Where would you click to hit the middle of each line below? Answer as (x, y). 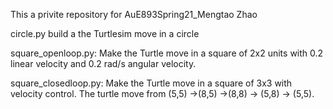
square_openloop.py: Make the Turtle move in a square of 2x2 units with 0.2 (167, 53)
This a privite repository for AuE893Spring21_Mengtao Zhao (134, 14)
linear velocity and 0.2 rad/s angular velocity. (103, 63)
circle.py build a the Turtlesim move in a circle (105, 33)
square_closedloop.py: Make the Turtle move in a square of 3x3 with (151, 83)
